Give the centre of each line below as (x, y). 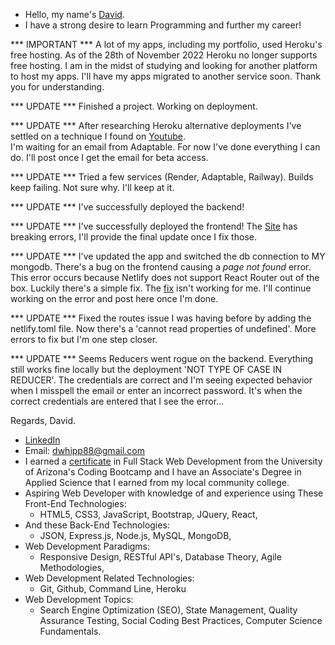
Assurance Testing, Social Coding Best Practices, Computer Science (181, 620)
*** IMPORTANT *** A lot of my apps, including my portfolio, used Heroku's (166, 44)
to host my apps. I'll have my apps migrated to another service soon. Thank (166, 76)
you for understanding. (57, 87)
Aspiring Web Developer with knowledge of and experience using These (174, 493)
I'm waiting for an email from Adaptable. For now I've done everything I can (165, 147)
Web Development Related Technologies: (109, 578)
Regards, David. (43, 420)
